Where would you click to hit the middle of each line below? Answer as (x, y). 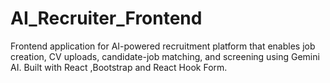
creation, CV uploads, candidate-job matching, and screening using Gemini (165, 56)
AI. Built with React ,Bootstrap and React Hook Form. (119, 67)
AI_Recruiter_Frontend (106, 18)
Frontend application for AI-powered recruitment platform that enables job (163, 46)
